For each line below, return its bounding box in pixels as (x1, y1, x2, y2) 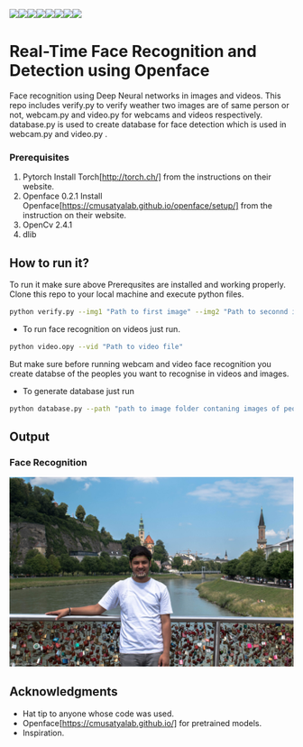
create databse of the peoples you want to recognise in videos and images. (9, 368, 289, 379)
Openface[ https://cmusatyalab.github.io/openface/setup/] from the (22, 200, 273, 211)
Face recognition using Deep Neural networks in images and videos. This (9, 90, 281, 101)
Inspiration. (22, 727, 65, 738)
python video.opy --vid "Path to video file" (9, 342, 183, 351)
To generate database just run (22, 385, 135, 396)
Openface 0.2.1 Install (22, 190, 103, 202)
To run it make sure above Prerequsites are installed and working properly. (9, 280, 287, 290)
